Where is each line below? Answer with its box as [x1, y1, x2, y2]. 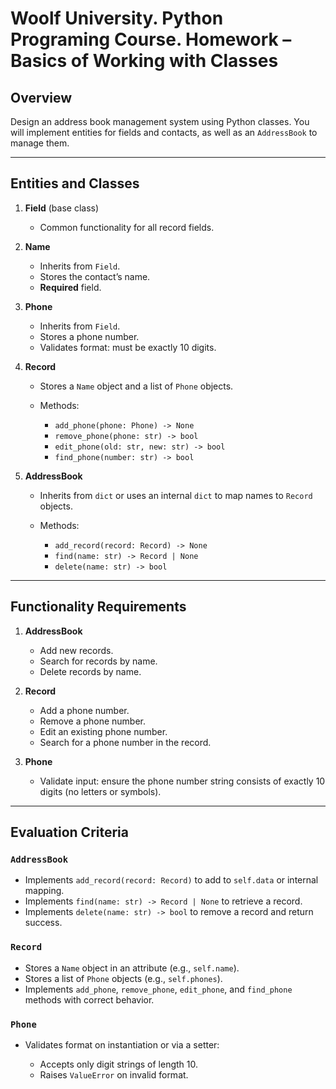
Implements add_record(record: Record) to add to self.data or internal [24, 874, 319, 886]
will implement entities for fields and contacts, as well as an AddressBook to [10, 127, 318, 138]
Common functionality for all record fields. [39, 221, 215, 233]
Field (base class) [24, 202, 100, 214]
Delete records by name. [39, 665, 142, 677]
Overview [10, 89, 73, 106]
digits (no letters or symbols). [39, 785, 162, 797]
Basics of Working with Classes [10, 50, 279, 72]
